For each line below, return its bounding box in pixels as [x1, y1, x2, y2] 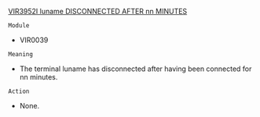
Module [8, 22, 30, 30]
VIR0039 [19, 35, 49, 44]
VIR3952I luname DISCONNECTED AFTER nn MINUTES [8, 7, 188, 16]
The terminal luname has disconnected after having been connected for [19, 64, 252, 73]
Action [8, 87, 30, 95]
